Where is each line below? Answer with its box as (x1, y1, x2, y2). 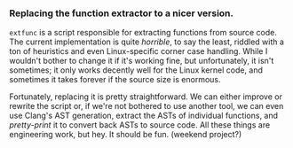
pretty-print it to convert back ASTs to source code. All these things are (9, 120, 271, 130)
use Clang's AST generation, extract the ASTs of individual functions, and (9, 110, 278, 121)
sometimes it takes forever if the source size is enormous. (9, 74, 221, 85)
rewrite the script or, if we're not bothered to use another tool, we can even (9, 101, 284, 112)
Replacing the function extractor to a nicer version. (9, 7, 234, 19)
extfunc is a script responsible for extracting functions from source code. (9, 27, 278, 38)
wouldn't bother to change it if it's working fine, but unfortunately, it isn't (9, 56, 274, 66)
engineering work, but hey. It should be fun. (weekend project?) (9, 129, 242, 140)
